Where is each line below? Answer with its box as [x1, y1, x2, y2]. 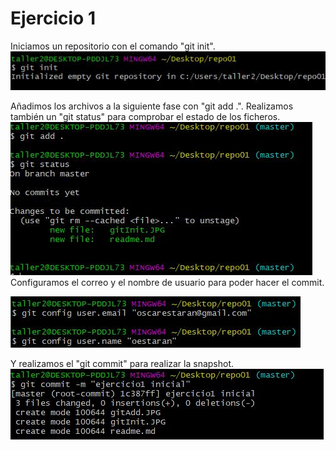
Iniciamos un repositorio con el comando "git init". [10, 40, 216, 52]
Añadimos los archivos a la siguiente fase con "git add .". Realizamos [10, 100, 294, 112]
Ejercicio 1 [10, 7, 96, 30]
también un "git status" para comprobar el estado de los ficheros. [10, 110, 281, 122]
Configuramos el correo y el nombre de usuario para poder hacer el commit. [10, 276, 325, 288]
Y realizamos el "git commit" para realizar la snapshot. [10, 357, 235, 369]
